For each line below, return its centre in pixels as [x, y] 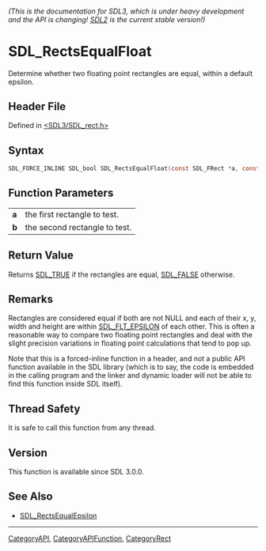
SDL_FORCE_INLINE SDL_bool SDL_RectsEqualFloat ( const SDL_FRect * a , [123, 169]
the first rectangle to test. [72, 214]
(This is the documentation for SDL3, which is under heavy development [126, 11]
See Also [30, 497]
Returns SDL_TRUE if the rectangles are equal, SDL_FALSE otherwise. [122, 274]
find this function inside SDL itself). [65, 384]
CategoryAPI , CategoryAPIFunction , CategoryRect [90, 538]
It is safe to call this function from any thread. [82, 428]
